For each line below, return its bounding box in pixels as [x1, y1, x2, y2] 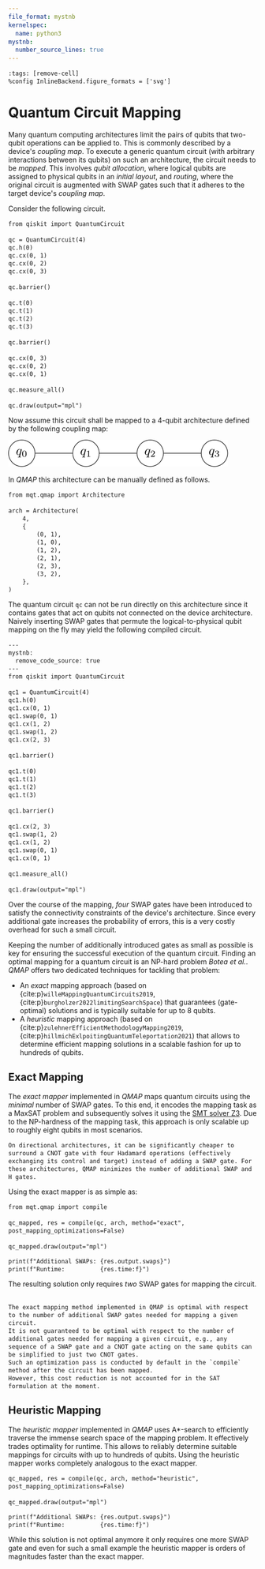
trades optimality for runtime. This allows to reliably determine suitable [8, 1441, 237, 1451]
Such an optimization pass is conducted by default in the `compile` [8, 1358, 242, 1366]
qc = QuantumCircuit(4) [8, 236, 87, 244]
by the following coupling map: [8, 424, 109, 434]
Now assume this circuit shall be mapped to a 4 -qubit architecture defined [8, 415, 250, 426]
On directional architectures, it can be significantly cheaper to [8, 1141, 235, 1149]
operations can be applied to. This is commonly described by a [26, 138, 231, 148]
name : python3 [15, 29, 62, 37]
